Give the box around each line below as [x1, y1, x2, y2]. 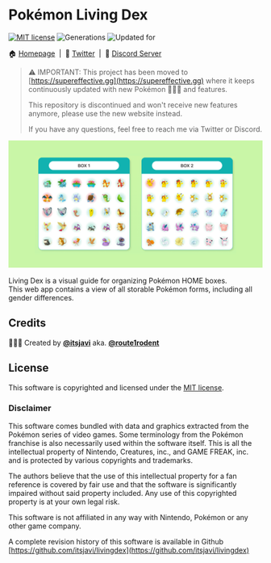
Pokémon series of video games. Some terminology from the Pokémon [8, 430, 244, 439]
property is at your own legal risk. [8, 497, 120, 506]
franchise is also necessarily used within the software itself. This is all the [8, 438, 252, 447]
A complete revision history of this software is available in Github [8, 536, 224, 546]
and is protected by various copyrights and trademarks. [8, 455, 194, 465]
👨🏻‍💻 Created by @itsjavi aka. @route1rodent [8, 338, 160, 347]
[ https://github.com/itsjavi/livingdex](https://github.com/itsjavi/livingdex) [8, 545, 250, 555]
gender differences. [8, 292, 74, 302]
